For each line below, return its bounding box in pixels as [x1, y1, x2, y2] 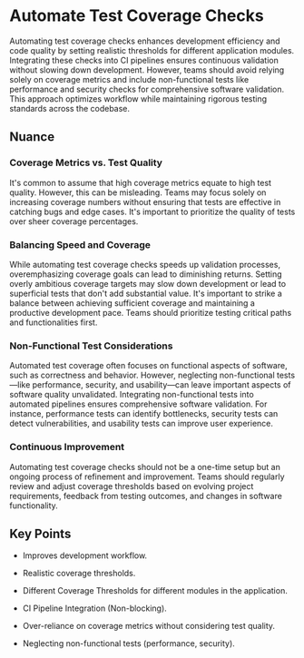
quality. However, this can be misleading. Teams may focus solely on [9, 187, 267, 198]
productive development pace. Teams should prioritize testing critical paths [9, 307, 292, 318]
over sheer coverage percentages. [9, 215, 139, 227]
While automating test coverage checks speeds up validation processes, [9, 259, 281, 270]
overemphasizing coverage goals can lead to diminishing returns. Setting [9, 269, 283, 280]
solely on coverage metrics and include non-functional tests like [9, 74, 250, 84]
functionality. [9, 500, 59, 511]
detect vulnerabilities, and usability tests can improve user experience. [9, 418, 274, 429]
